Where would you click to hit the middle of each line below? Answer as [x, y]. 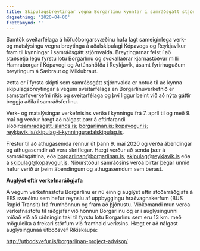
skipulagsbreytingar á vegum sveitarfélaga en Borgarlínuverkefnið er [90, 89]
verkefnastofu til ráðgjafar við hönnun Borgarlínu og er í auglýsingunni [92, 211]
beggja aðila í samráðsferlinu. [42, 102]
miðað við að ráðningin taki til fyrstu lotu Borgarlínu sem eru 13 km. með [94, 217]
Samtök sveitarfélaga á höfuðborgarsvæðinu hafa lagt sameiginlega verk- [96, 40]
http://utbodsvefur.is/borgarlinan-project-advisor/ [67, 241]
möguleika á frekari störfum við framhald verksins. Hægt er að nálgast [92, 224]
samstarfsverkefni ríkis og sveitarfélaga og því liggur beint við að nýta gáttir [99, 95]
